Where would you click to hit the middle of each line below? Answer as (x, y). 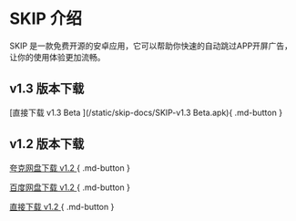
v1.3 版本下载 (47, 89)
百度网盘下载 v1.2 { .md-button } (70, 187)
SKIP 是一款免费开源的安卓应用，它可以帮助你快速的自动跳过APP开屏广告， (151, 46)
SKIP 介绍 (46, 19)
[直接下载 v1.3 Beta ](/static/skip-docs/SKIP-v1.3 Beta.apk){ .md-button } (146, 112)
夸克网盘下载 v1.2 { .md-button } (70, 168)
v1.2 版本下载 (47, 144)
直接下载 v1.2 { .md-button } (62, 206)
